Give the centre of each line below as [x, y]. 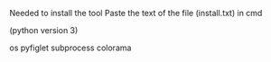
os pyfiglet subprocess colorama [70, 48]
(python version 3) [44, 30]
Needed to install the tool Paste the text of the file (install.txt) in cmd [136, 13]
